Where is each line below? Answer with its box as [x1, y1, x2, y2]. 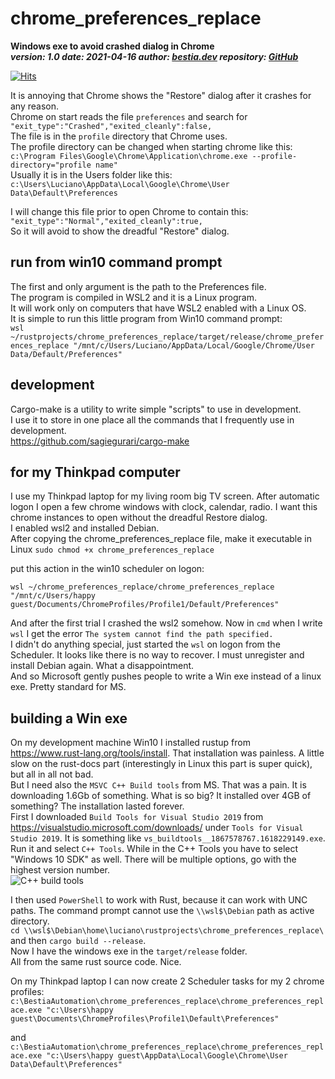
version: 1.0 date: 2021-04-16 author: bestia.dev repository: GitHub [10, 50, 299, 62]
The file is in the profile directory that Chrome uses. [10, 130, 228, 142]
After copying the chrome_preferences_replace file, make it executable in [10, 533, 313, 545]
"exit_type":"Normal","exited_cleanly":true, [10, 216, 203, 226]
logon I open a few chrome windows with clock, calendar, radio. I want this [10, 501, 318, 513]
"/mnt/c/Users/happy [10, 591, 97, 601]
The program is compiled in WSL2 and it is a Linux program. [10, 291, 258, 303]
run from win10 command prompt [10, 254, 223, 271]
